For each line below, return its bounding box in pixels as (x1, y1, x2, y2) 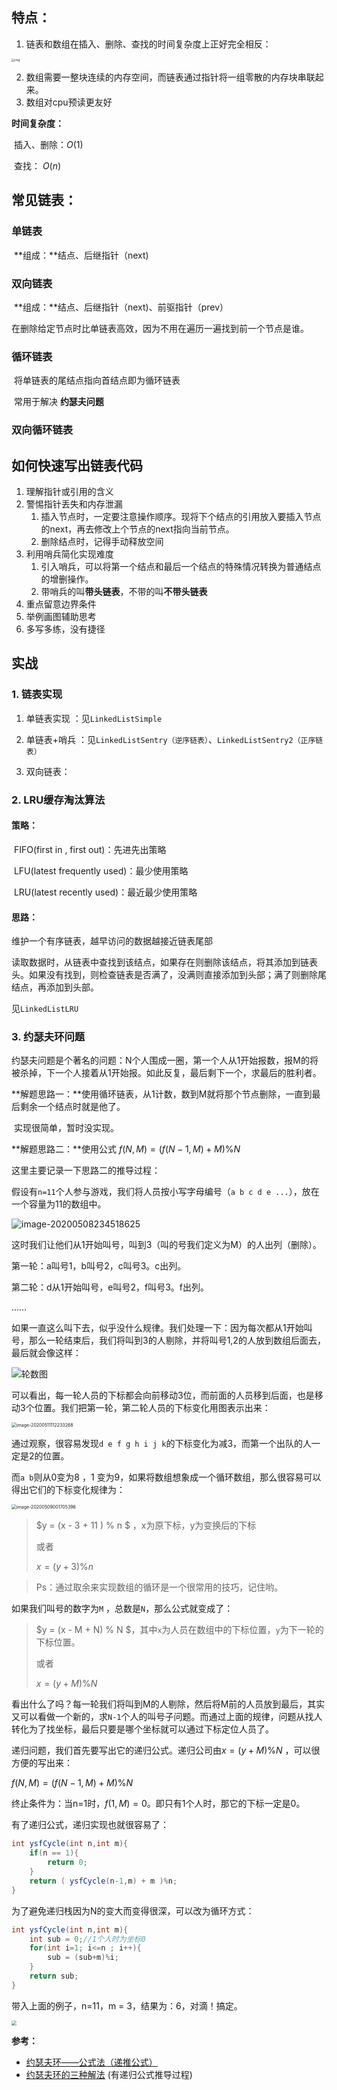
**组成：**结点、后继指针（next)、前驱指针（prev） (13, 301, 229, 313)
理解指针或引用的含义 (25, 486, 114, 498)
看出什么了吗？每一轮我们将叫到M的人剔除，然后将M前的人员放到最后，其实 (11, 1698, 326, 1710)
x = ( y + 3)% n (35, 1561, 94, 1573)
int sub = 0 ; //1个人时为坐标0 (29, 1934, 146, 1944)
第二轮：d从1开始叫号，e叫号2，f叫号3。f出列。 (11, 1281, 209, 1293)
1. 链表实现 (11, 688, 63, 702)
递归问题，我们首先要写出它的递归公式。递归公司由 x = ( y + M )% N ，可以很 (11, 1744, 321, 1757)
